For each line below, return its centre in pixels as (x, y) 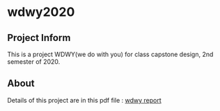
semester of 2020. (34, 62)
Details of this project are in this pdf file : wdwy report (84, 100)
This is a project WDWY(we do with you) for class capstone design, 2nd (110, 54)
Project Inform (39, 38)
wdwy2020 (41, 12)
